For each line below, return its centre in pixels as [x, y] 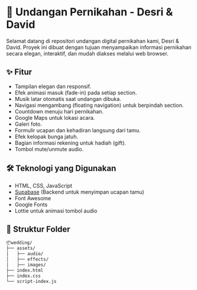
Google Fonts [31, 204]
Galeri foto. [28, 124]
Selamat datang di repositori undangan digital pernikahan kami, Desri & [93, 41]
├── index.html [25, 270]
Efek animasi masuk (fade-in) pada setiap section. [76, 92]
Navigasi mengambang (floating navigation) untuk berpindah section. [99, 105]
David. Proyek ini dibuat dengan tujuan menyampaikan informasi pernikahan [99, 47]
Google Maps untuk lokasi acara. [55, 118]
